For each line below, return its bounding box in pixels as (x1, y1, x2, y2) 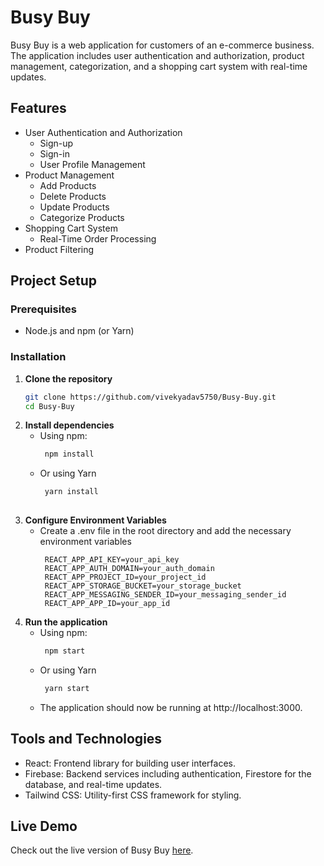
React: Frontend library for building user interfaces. (24, 757, 237, 769)
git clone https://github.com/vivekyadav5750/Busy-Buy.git (24, 392, 277, 402)
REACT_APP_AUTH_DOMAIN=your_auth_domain (44, 564, 215, 574)
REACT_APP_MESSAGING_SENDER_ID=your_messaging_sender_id (44, 590, 287, 600)
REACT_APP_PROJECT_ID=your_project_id (44, 572, 207, 583)
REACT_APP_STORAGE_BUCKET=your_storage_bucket (44, 581, 242, 591)
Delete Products (39, 190, 107, 202)
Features (10, 100, 67, 117)
